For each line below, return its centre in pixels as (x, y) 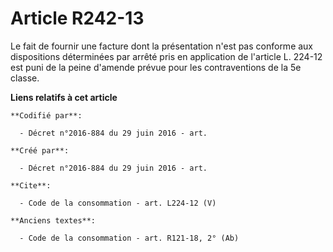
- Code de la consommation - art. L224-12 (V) (118, 203)
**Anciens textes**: (53, 220)
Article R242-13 (77, 18)
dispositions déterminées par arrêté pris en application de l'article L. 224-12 (166, 56)
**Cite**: (31, 185)
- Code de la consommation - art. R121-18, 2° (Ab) (129, 238)
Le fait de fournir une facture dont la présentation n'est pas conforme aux (162, 46)
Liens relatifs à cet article (64, 97)
